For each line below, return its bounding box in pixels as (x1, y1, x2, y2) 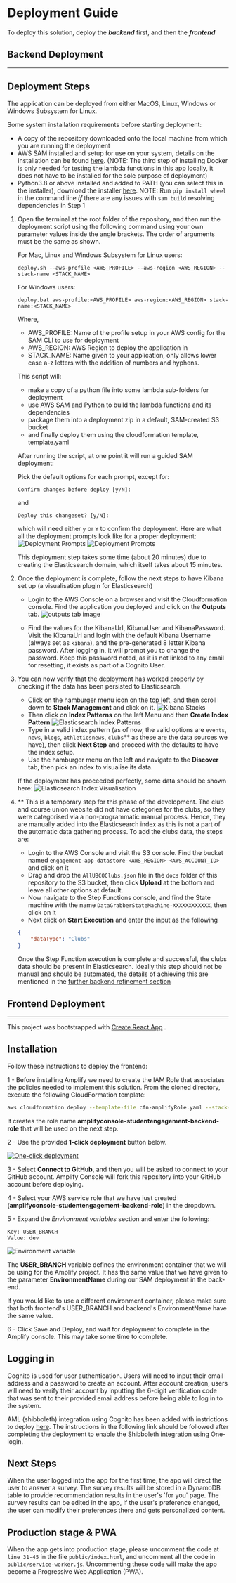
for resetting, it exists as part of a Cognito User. (27, 660, 166, 669)
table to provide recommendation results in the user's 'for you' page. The (7, 1491, 219, 1499)
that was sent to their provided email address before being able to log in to (7, 1393, 223, 1402)
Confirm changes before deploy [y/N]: (17, 486, 131, 493)
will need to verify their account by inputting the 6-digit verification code (7, 1386, 218, 1395)
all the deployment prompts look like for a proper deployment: (17, 532, 197, 540)
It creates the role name (7, 1116, 77, 1125)
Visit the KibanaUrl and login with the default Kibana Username (27, 631, 211, 639)
